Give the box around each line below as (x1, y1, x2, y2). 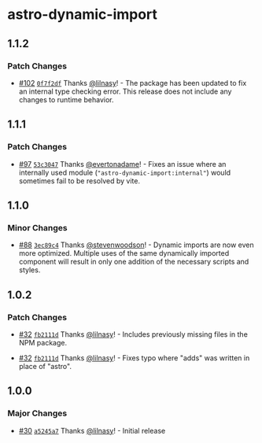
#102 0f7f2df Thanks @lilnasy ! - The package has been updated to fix (18, 78, 247, 87)
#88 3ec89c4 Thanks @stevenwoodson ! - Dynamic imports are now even (18, 240, 255, 249)
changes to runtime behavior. (18, 94, 114, 104)
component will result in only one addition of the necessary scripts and (18, 257, 249, 267)
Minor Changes (7, 222, 68, 233)
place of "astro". (18, 361, 72, 371)
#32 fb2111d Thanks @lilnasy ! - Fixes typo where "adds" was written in (18, 353, 250, 363)
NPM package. (18, 338, 68, 347)
